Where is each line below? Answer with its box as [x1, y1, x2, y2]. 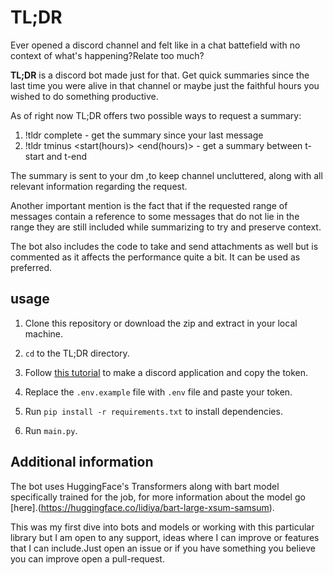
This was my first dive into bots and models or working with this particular [10, 521, 315, 533]
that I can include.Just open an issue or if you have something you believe [10, 542, 316, 554]
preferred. [10, 261, 53, 273]
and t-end [46, 150, 88, 162]
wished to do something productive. [10, 90, 159, 102]
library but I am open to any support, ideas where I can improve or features [10, 531, 320, 543]
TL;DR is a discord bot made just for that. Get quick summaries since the [10, 69, 310, 81]
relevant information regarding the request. [10, 180, 188, 192]
